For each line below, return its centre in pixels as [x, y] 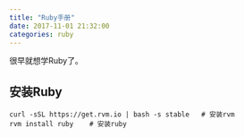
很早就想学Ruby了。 [46, 61]
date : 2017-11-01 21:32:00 [59, 26]
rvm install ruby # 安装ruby [68, 124]
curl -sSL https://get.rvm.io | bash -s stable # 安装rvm [122, 115]
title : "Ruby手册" [42, 17]
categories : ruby [42, 34]
